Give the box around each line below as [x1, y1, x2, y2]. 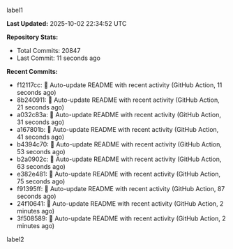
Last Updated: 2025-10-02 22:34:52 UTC [6, 20, 127, 27]
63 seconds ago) [16, 163, 66, 170]
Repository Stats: [6, 33, 59, 41]
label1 [6, 6, 24, 14]
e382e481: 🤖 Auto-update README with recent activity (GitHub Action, [16, 170, 221, 178]
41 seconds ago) [16, 133, 65, 141]
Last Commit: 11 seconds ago [16, 54, 100, 62]
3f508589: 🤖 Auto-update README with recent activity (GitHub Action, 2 [16, 214, 226, 222]
